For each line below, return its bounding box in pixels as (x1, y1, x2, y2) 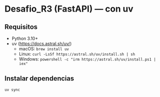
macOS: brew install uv (19, 46, 69, 51)
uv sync (4, 87, 20, 92)
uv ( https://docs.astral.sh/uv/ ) (11, 41, 72, 47)
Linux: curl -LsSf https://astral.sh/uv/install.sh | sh (19, 51, 135, 57)
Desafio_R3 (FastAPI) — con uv (4, 3, 134, 15)
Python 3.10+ (11, 35, 39, 41)
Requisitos (4, 23, 38, 31)
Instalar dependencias (4, 74, 74, 83)
